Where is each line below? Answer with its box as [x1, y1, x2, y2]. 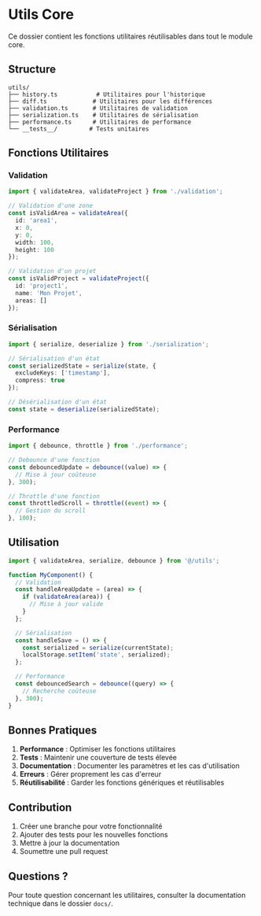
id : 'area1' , [15, 216, 58, 225]
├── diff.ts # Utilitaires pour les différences [8, 97, 213, 105]
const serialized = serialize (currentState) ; [22, 644, 175, 652]
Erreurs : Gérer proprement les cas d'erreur [19, 770, 162, 779]
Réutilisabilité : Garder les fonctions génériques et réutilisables [19, 777, 225, 788]
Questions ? [8, 870, 68, 883]
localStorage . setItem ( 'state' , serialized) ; [22, 651, 171, 659]
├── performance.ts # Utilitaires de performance [8, 118, 192, 126]
